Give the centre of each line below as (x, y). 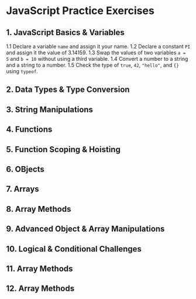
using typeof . (22, 71)
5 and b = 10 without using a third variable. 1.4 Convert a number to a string (97, 59)
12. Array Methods (40, 289)
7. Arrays (23, 189)
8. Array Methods (39, 209)
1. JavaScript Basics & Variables (65, 32)
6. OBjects (25, 169)
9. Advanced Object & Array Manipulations (85, 229)
